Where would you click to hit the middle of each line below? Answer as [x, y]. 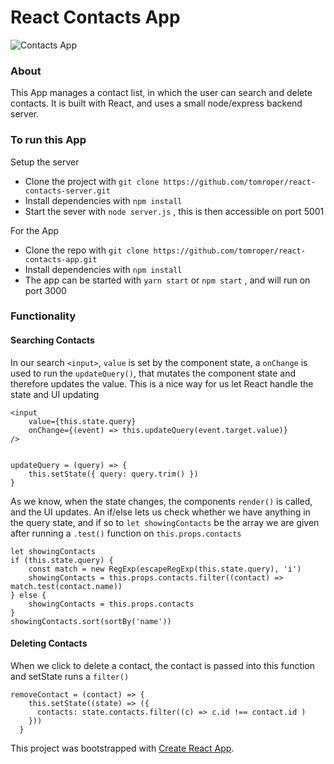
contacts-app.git [61, 259]
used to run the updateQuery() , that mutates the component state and [153, 373]
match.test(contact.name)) [66, 586]
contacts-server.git [67, 191]
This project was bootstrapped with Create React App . [122, 748]
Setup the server [45, 162]
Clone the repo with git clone [87, 250]
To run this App [48, 140]
